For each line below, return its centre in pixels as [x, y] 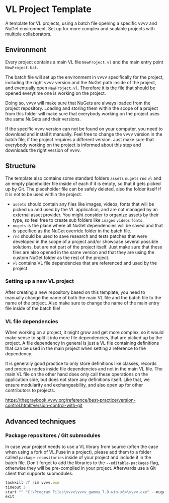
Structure [21, 166]
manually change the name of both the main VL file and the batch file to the [83, 297]
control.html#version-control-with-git [44, 405]
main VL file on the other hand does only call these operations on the [77, 374]
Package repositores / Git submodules [53, 435]
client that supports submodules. [39, 473]
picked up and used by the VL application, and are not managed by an [85, 209]
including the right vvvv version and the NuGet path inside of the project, [81, 82]
